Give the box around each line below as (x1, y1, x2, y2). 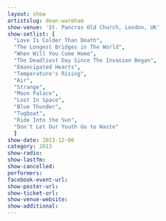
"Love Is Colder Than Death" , (13, 37, 103, 44)
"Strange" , (13, 83, 46, 91)
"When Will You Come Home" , (13, 51, 97, 58)
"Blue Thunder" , (13, 103, 62, 110)
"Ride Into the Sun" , (13, 116, 78, 123)
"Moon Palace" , (13, 90, 59, 97)
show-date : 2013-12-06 (7, 136, 74, 143)
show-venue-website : (7, 196, 69, 203)
